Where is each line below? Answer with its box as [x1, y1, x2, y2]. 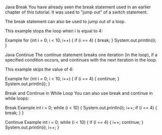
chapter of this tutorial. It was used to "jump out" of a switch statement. [5, 9, 148, 15]
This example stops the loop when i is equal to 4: [5, 28, 103, 33]
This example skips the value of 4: [5, 66, 74, 72]
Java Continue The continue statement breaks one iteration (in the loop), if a [5, 52, 158, 58]
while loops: [5, 95, 29, 101]
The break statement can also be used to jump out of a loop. [5, 19, 126, 24]
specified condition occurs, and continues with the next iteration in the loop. [5, 57, 157, 62]
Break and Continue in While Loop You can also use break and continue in [5, 90, 153, 96]
